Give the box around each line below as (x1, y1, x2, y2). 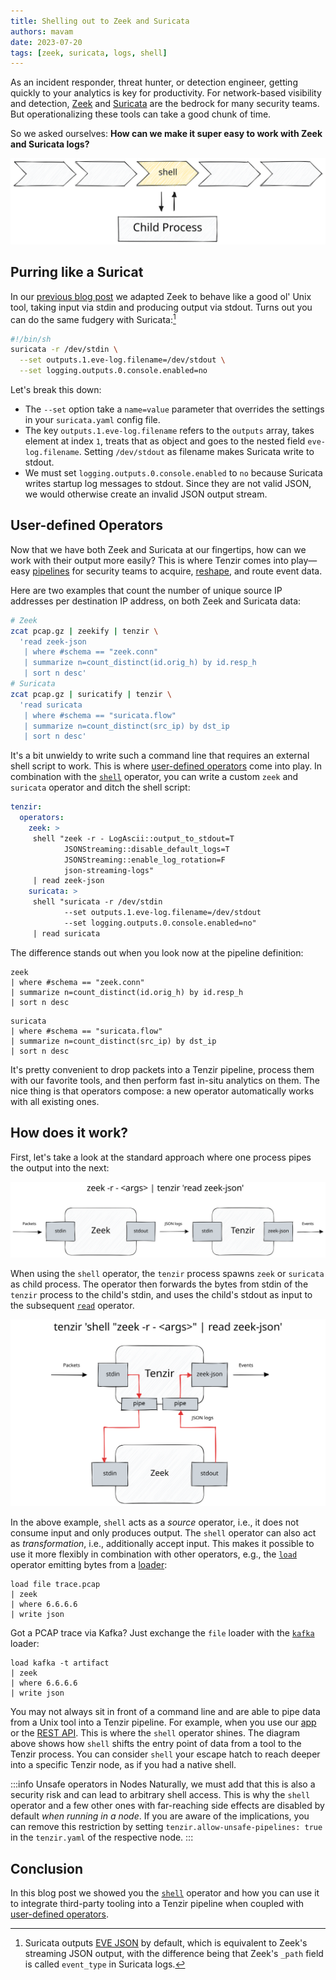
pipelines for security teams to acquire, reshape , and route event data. (32, 565, 323, 577)
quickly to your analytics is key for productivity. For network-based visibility (10, 87, 322, 99)
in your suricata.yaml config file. (24, 414, 161, 426)
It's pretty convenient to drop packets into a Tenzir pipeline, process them (10, 1063, 315, 1075)
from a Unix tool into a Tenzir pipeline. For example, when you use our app (10, 1716, 317, 1729)
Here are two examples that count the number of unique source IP (10, 584, 283, 596)
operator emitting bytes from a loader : (10, 1559, 168, 1571)
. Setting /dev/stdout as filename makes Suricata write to (78, 446, 315, 458)
